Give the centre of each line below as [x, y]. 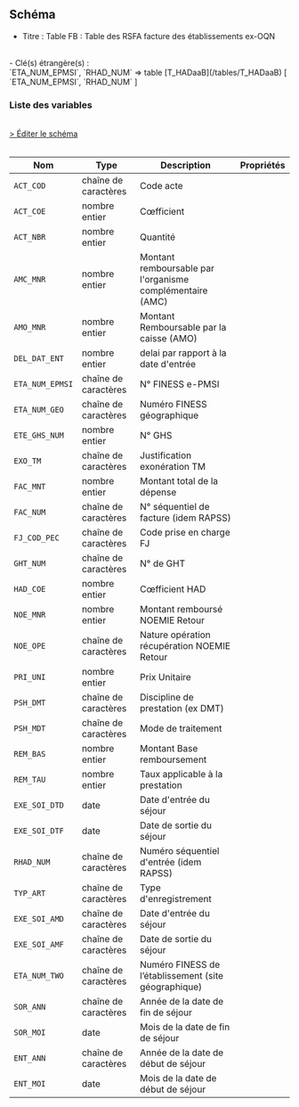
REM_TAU [30, 780]
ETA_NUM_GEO [39, 410]
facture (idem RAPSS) [185, 518]
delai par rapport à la [183, 353]
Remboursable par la [183, 327]
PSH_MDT [30, 729]
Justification [166, 455]
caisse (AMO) [168, 339]
